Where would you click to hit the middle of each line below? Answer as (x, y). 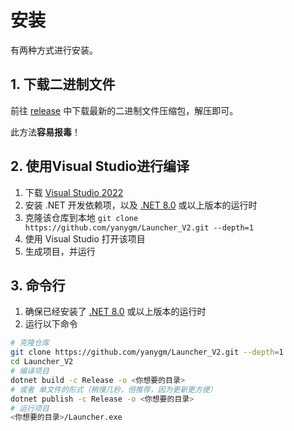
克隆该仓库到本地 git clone (81, 217)
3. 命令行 (38, 285)
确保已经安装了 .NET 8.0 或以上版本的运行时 (115, 312)
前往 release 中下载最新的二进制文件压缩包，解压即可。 (124, 110)
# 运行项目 (30, 408)
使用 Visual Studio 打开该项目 (85, 238)
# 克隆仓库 (30, 343)
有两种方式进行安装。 (54, 50)
